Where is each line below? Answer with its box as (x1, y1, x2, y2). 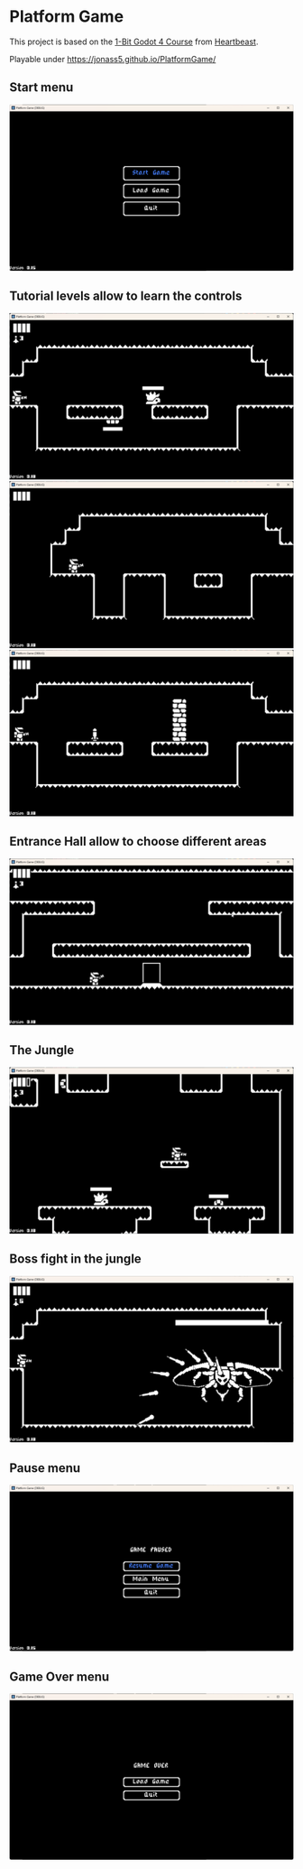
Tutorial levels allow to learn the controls (9, 289, 243, 304)
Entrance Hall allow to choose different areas (9, 834, 267, 849)
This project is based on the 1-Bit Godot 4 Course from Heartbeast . (9, 36, 259, 47)
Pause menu (9, 1460, 81, 1476)
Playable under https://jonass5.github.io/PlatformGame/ (9, 53, 216, 64)
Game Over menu (9, 1669, 110, 1684)
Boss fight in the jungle (9, 1252, 142, 1267)
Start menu (9, 79, 74, 96)
